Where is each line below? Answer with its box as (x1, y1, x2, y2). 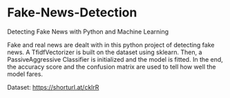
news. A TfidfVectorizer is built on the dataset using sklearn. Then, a (7, 48, 202, 56)
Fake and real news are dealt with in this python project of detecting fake (7, 40, 215, 49)
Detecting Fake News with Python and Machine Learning (7, 27, 169, 36)
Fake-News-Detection (7, 5, 137, 21)
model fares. (7, 70, 44, 78)
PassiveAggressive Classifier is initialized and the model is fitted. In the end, (7, 55, 223, 63)
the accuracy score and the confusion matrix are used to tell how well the (7, 62, 216, 71)
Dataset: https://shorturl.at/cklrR (7, 83, 99, 91)
